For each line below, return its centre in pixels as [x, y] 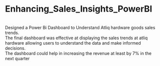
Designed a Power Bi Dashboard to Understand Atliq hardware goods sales [80, 27]
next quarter [18, 58]
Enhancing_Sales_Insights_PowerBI [79, 9]
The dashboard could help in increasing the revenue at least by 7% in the [78, 53]
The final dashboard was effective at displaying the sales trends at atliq [76, 38]
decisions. [15, 48]
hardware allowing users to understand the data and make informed [73, 43]
